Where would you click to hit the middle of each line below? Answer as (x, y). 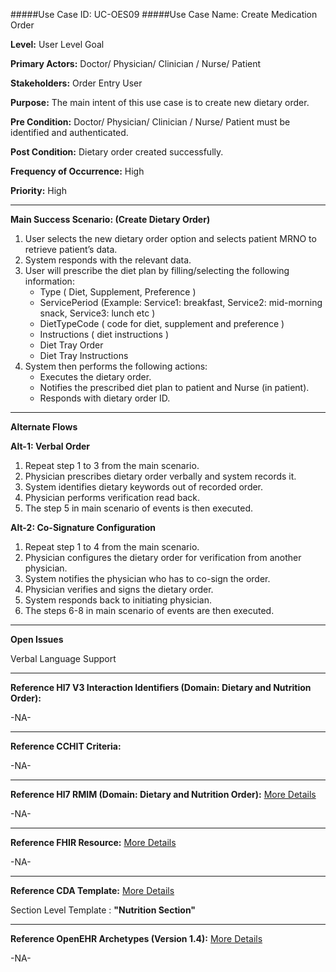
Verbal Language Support (63, 658)
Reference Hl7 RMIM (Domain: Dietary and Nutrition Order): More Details (163, 794)
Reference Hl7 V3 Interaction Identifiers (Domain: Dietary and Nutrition (161, 687)
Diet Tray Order (71, 345)
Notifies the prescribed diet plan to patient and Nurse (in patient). (174, 387)
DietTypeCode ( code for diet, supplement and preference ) (162, 323)
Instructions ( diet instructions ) (104, 334)
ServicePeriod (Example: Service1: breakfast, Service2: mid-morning (181, 302)
